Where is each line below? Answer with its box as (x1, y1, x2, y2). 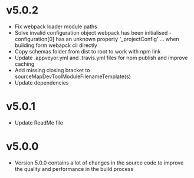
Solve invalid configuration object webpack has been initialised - (14, 29, 172, 36)
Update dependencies (14, 79, 69, 86)
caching (14, 60, 35, 68)
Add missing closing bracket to (14, 66, 90, 73)
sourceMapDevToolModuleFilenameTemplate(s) (14, 73, 131, 80)
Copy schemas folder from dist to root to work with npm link (14, 48, 161, 55)
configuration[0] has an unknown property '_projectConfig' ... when (14, 35, 179, 42)
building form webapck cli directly (14, 42, 97, 49)
